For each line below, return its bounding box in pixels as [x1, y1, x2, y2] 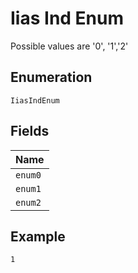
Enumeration [10, 69, 93, 86]
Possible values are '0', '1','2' [10, 40, 129, 52]
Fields [10, 123, 50, 140]
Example [10, 228, 66, 245]
